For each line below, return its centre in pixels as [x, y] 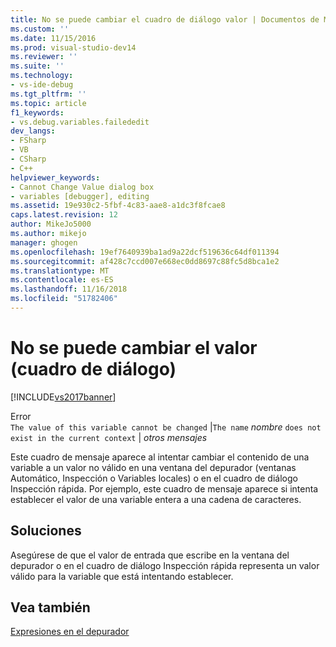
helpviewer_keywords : [55, 177]
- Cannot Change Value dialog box [82, 187]
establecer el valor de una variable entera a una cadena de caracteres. [156, 499]
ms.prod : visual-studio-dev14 [73, 47]
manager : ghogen [44, 242]
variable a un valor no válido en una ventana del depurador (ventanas [153, 467]
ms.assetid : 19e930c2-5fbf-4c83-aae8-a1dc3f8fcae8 [118, 206]
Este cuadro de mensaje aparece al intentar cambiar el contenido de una [160, 457]
